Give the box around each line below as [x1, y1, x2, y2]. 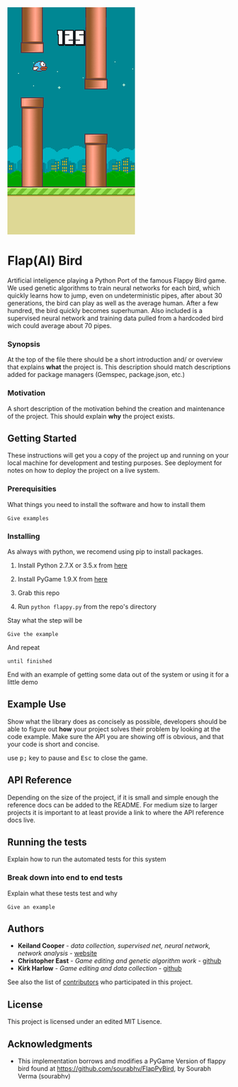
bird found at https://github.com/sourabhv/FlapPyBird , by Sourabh [17, 1064, 211, 1073]
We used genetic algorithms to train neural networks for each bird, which [7, 283, 221, 292]
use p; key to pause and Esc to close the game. [7, 753, 148, 762]
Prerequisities [7, 484, 57, 494]
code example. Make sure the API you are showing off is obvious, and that [7, 732, 225, 741]
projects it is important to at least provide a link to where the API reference [7, 808, 225, 816]
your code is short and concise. [7, 740, 100, 748]
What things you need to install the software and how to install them [7, 500, 205, 508]
